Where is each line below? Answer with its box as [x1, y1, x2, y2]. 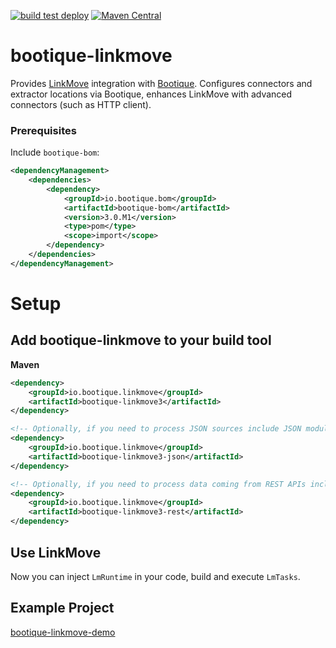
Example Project [10, 600, 115, 617]
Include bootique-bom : [10, 146, 100, 159]
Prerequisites [10, 123, 77, 137]
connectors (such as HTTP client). [10, 98, 152, 110]
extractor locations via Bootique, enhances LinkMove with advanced [10, 88, 293, 100]
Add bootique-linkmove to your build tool [10, 332, 272, 349]
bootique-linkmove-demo [10, 626, 116, 638]
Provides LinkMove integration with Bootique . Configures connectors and [10, 77, 313, 89]
